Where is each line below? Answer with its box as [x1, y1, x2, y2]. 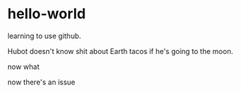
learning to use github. [7, 31, 81, 41]
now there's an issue [7, 77, 76, 87]
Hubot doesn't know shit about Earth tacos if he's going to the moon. [7, 46, 234, 56]
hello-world [7, 5, 87, 23]
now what [7, 61, 40, 72]
